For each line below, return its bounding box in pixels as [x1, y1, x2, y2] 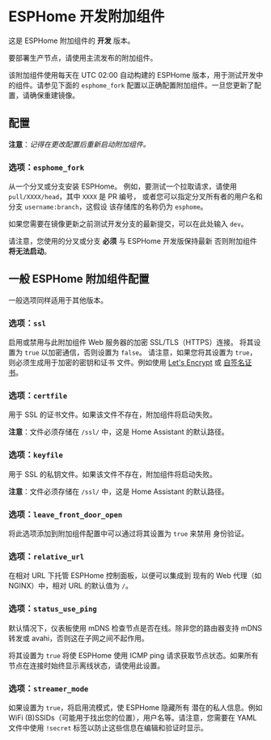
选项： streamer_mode [8, 683, 89, 694]
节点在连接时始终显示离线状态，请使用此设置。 [8, 661, 164, 670]
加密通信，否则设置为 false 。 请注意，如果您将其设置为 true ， [48, 347, 257, 357]
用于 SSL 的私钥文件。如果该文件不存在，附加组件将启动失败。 [8, 469, 217, 478]
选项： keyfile [8, 449, 63, 461]
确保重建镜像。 [29, 90, 79, 100]
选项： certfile [8, 390, 68, 402]
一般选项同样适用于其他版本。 [8, 295, 108, 304]
